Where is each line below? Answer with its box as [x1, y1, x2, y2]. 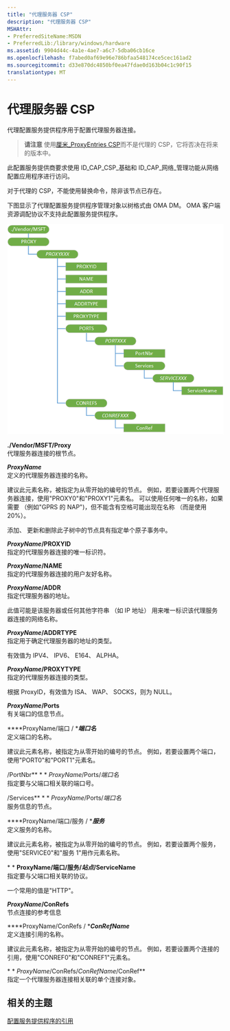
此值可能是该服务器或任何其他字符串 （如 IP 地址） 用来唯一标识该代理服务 [7, 606, 218, 614]
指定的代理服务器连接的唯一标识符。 [7, 548, 110, 556]
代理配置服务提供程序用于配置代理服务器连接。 [7, 126, 139, 134]
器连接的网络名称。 [7, 614, 62, 623]
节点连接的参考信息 [7, 908, 62, 916]
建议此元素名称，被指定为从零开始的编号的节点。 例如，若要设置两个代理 [7, 485, 214, 494]
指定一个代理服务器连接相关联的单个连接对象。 [7, 975, 139, 983]
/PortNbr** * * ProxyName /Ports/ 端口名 [7, 770, 119, 778]
